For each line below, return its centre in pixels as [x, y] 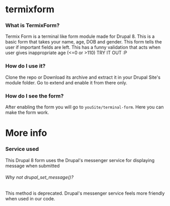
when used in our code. [30, 198]
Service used [22, 149]
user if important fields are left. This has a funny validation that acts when [83, 48]
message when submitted [33, 166]
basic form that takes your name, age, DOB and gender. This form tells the [84, 42]
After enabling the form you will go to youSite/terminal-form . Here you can [84, 107]
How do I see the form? [35, 96]
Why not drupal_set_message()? [39, 177]
